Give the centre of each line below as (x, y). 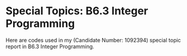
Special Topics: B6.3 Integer (77, 11)
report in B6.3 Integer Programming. (50, 46)
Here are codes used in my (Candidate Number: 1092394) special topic (93, 40)
